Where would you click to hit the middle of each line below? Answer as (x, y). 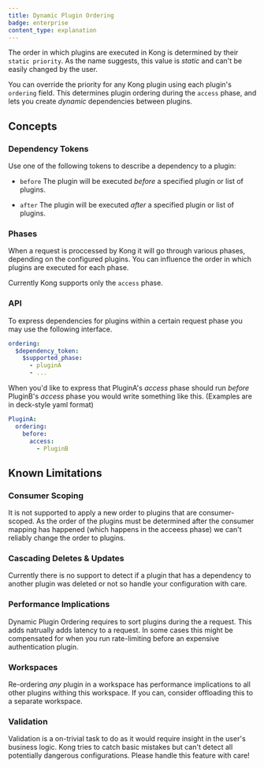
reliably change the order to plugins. (67, 538)
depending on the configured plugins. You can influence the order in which (130, 259)
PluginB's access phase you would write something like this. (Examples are (130, 396)
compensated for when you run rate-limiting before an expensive (113, 638)
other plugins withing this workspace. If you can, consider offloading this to (131, 692)
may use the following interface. (60, 329)
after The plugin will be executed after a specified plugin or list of (127, 205)
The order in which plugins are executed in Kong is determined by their (123, 53)
